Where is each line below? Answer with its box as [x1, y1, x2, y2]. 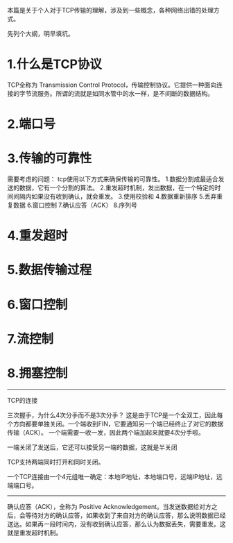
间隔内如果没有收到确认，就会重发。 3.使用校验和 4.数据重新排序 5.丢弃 [12, 192, 217, 201]
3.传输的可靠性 [7, 151, 92, 167]
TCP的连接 [7, 396, 38, 404]
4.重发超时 [7, 228, 68, 244]
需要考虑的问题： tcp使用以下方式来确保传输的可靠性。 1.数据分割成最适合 [7, 175, 218, 183]
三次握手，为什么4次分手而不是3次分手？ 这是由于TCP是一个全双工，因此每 [7, 410, 223, 419]
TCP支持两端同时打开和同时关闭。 [7, 458, 105, 466]
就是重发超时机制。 [7, 528, 62, 537]
